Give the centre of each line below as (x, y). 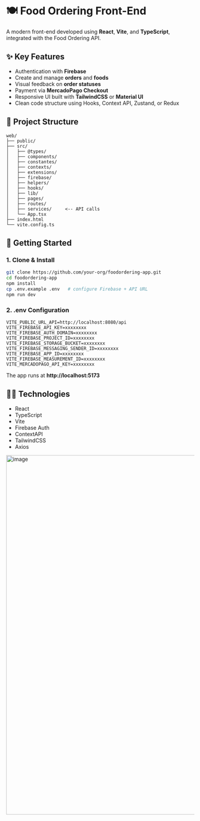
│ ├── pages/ (25, 198)
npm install (21, 284)
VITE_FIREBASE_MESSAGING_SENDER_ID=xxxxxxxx (62, 348)
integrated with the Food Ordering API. (54, 38)
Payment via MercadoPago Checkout (61, 90)
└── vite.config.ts (30, 224)
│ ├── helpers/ (28, 183)
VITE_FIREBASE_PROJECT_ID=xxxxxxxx (50, 338)
